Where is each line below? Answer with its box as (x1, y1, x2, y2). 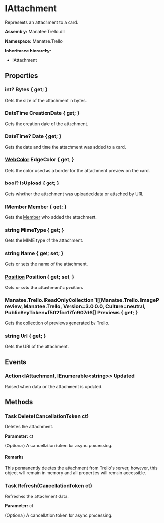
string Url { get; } (5, 332, 46, 339)
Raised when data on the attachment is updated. (5, 384, 103, 390)
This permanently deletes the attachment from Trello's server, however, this (5, 465, 158, 471)
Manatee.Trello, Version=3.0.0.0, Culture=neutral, (23, 303, 146, 310)
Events (5, 358, 27, 366)
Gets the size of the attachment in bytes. (5, 97, 87, 103)
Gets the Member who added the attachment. (5, 214, 97, 220)
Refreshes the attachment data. (5, 494, 69, 499)
